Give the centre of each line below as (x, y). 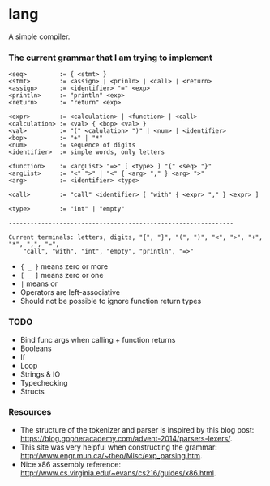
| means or (39, 283)
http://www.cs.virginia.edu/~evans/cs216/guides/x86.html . (118, 473)
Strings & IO (40, 374)
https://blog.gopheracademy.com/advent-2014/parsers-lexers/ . (126, 438)
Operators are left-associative (70, 292)
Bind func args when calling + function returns (98, 339)
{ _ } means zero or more (64, 266)
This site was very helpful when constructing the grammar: (118, 447)
